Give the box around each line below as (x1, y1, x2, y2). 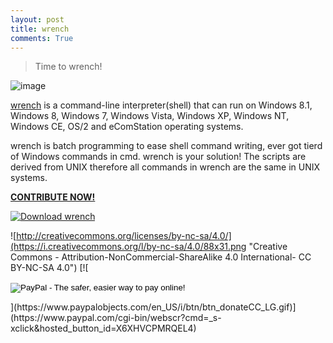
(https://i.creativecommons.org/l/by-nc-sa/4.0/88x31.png (10, 241, 247, 253)
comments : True (10, 33, 74, 43)
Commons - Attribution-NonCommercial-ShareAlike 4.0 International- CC (10, 251, 312, 263)
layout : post (10, 14, 65, 25)
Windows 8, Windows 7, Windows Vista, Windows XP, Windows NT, (10, 110, 290, 122)
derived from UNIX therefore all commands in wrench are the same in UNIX (10, 161, 321, 173)
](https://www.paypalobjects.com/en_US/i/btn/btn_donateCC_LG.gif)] (10, 301, 297, 313)
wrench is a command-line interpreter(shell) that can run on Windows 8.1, (10, 99, 313, 111)
